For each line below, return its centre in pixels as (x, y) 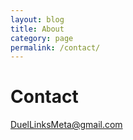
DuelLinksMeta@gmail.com (66, 125)
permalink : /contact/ (55, 47)
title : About (37, 29)
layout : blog (37, 19)
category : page (42, 38)
